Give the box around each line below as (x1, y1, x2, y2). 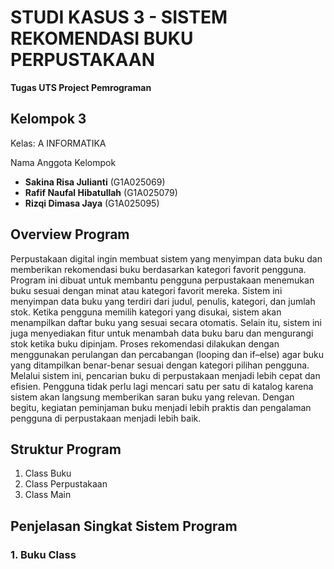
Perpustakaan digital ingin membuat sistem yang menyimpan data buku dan (10, 252, 323, 265)
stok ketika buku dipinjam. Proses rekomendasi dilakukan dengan (10, 337, 280, 350)
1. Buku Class (10, 547, 77, 561)
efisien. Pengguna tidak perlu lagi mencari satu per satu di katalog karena (10, 380, 314, 392)
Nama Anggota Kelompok (10, 156, 117, 168)
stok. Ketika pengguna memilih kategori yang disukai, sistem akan (10, 306, 282, 318)
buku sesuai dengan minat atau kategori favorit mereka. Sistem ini (10, 284, 283, 296)
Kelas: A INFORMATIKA (10, 137, 107, 149)
